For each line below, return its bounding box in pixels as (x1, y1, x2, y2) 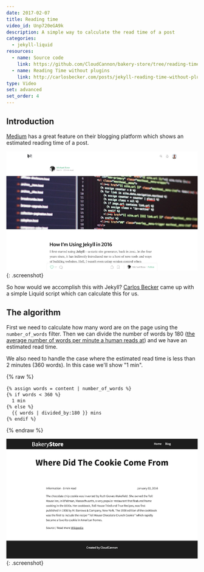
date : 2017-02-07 (6, 10, 50, 16)
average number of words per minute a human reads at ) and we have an (6, 336, 187, 343)
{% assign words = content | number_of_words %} (6, 385, 132, 391)
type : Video (6, 80, 36, 86)
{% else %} (6, 404, 34, 410)
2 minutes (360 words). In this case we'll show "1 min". (6, 361, 143, 368)
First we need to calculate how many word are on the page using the (6, 323, 178, 331)
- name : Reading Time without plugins (12, 67, 110, 74)
